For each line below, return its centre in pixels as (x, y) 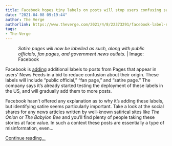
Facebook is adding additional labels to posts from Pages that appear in (81, 69)
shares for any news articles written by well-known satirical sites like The (82, 112)
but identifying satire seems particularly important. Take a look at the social (85, 106)
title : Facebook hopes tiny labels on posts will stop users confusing (83, 10)
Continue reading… (26, 138)
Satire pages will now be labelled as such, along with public (81, 48)
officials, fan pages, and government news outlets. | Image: (81, 54)
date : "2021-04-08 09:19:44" (36, 15)
